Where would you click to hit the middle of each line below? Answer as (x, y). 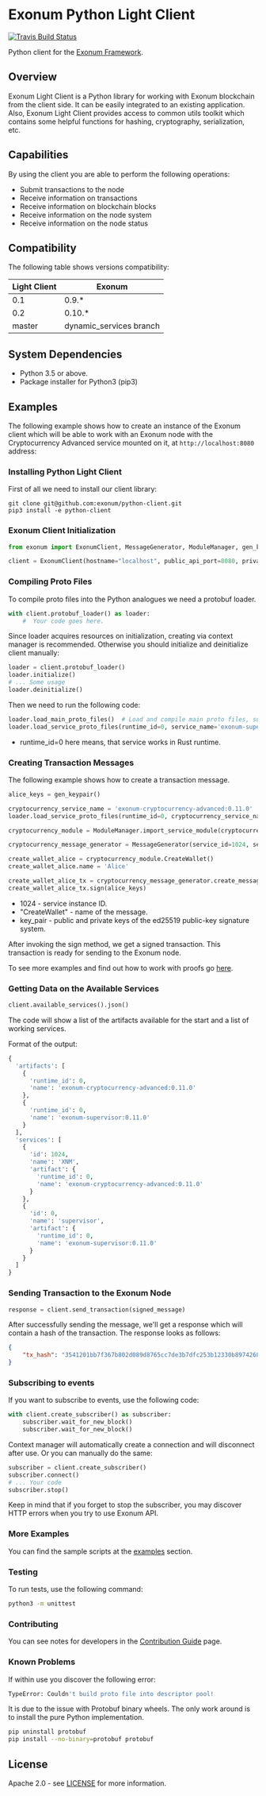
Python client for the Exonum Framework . (76, 52)
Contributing (33, 1624)
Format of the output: (43, 1044)
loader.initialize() (42, 675)
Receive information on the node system (85, 214)
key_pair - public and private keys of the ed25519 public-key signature (134, 920)
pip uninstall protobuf (47, 1732)
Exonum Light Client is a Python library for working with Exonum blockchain (131, 96)
